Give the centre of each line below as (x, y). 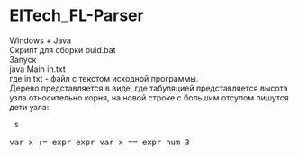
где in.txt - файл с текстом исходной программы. (104, 78)
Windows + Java (41, 40)
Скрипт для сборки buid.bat (63, 49)
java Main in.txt (37, 69)
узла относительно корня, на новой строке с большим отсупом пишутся (149, 97)
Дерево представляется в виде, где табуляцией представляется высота (149, 88)
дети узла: (29, 107)
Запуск (23, 59)
